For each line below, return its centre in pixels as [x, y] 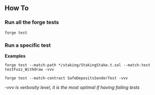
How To [17, 8]
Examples [15, 56]
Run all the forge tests [32, 22]
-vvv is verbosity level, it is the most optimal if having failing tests [72, 87]
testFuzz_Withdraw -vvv [29, 69]
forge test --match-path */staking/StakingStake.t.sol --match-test [77, 65]
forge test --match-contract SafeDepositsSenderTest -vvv [66, 78]
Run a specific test [28, 45]
